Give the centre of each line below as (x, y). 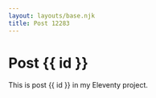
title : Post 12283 (39, 23)
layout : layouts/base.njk (51, 16)
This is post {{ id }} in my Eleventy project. (78, 85)
